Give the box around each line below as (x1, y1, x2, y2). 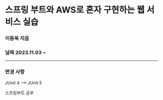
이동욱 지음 (5, 35, 30, 42)
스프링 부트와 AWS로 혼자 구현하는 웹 (5, 4, 145, 15)
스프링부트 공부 (5, 90, 34, 96)
